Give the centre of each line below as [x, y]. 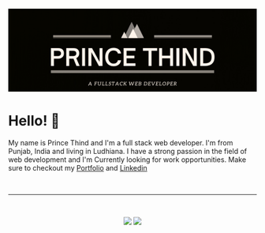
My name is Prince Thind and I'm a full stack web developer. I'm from [121, 142]
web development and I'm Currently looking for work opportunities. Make [127, 160]
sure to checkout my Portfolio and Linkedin [78, 167]
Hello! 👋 [34, 121]
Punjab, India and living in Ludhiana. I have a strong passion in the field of [127, 151]
